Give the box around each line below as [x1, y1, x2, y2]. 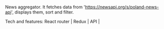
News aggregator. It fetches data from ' [5, 4, 85, 10]
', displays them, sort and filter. [11, 9, 74, 15]
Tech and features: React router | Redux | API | [5, 19, 100, 24]
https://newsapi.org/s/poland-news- [84, 4, 159, 10]
